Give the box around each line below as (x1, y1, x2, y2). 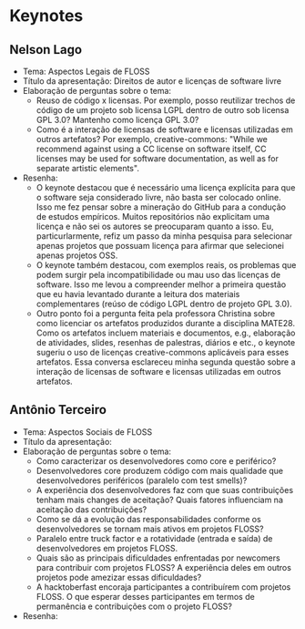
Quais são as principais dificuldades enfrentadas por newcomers (36, 552, 280, 563)
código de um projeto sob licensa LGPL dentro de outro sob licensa (36, 105, 290, 115)
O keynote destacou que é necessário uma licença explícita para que (36, 182, 296, 192)
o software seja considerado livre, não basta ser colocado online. (36, 192, 282, 202)
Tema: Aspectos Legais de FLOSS (22, 66, 150, 77)
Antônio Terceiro (9, 402, 107, 418)
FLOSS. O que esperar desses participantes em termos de (36, 591, 255, 602)
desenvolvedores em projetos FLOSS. (36, 542, 178, 553)
